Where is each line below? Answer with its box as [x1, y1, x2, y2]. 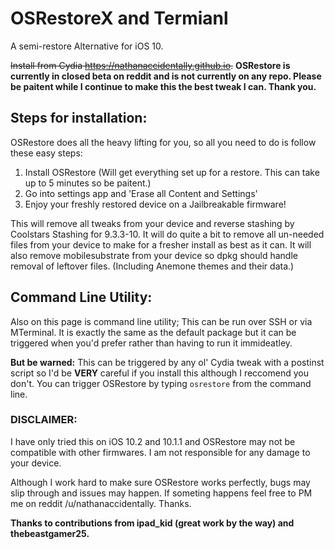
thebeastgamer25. [10, 527, 90, 539]
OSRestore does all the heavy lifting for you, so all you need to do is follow [10, 136, 317, 148]
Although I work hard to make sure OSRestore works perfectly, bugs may [10, 476, 311, 488]
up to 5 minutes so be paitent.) [24, 177, 152, 189]
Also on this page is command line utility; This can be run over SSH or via [10, 315, 313, 327]
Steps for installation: [10, 110, 148, 127]
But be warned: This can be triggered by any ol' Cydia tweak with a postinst [10, 356, 325, 368]
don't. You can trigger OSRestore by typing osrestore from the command [10, 377, 312, 389]
